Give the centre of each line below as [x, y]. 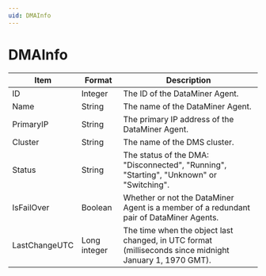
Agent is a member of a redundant [187, 207]
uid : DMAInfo [30, 15]
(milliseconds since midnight [176, 250]
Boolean [97, 207]
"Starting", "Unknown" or [170, 174]
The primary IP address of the [179, 119]
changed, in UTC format [167, 240]
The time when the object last [178, 230]
